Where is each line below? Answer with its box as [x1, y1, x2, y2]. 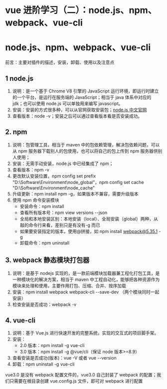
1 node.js [5, 74, 34, 82]
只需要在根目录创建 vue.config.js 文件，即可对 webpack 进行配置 [9, 378, 143, 384]
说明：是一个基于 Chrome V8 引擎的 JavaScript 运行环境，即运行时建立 [12, 88, 159, 94]
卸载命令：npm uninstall [19, 239, 70, 245]
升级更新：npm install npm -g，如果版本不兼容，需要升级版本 [12, 190, 139, 196]
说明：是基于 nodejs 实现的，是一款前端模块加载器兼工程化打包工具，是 [12, 270, 160, 276]
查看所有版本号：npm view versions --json [19, 209, 108, 215]
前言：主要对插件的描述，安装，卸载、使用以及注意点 [5, 59, 115, 65]
